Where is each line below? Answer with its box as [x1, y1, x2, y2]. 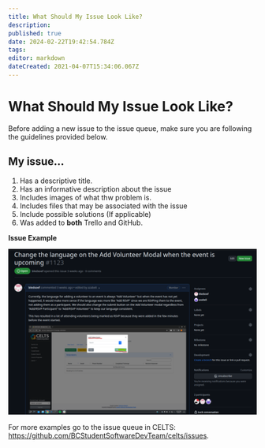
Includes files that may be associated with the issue [19, 201, 188, 211]
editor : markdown [8, 54, 65, 62]
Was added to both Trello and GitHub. [19, 218, 144, 227]
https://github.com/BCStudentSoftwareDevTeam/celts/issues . [8, 431, 209, 441]
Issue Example [8, 233, 58, 242]
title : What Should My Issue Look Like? [8, 13, 144, 21]
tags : [8, 46, 26, 54]
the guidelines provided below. [8, 132, 108, 141]
